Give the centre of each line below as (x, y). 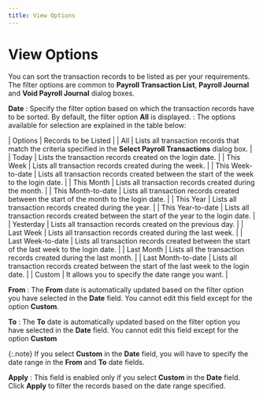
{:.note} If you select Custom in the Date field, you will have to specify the (128, 353)
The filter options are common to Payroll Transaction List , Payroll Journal (129, 84)
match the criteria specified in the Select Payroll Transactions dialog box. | (130, 149)
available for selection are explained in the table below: (97, 125)
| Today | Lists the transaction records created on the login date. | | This (124, 157)
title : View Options (42, 15)
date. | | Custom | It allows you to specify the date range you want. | (118, 274)
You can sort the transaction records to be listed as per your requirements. (129, 76)
